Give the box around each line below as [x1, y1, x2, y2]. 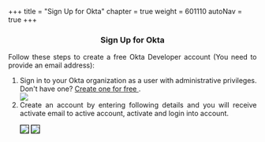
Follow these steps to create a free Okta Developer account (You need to [8, 53, 257, 62]
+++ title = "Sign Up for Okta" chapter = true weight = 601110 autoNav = [8, 7, 243, 16]
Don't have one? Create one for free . [19, 84, 141, 93]
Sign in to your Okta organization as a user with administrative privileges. [19, 76, 257, 86]
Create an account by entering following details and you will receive [19, 100, 257, 110]
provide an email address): [8, 60, 95, 70]
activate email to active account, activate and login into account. [19, 109, 229, 118]
